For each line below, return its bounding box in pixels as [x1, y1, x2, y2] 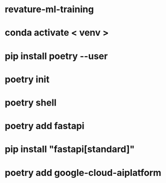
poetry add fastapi [5, 120, 85, 132]
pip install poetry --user [5, 50, 108, 62]
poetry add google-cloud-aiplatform [5, 167, 161, 178]
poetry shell [5, 97, 57, 108]
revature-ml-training [5, 4, 94, 15]
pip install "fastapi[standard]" [5, 144, 135, 155]
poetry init [5, 73, 49, 85]
